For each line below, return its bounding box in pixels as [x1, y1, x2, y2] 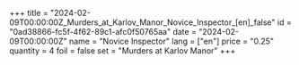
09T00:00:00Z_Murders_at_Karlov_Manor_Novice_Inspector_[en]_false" [9, 17, 276, 28]
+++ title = [9, 8, 49, 18]
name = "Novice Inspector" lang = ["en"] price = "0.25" [68, 36, 275, 46]
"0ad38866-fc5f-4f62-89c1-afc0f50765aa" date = [9, 27, 198, 37]
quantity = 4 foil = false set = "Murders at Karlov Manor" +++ [9, 45, 236, 56]
